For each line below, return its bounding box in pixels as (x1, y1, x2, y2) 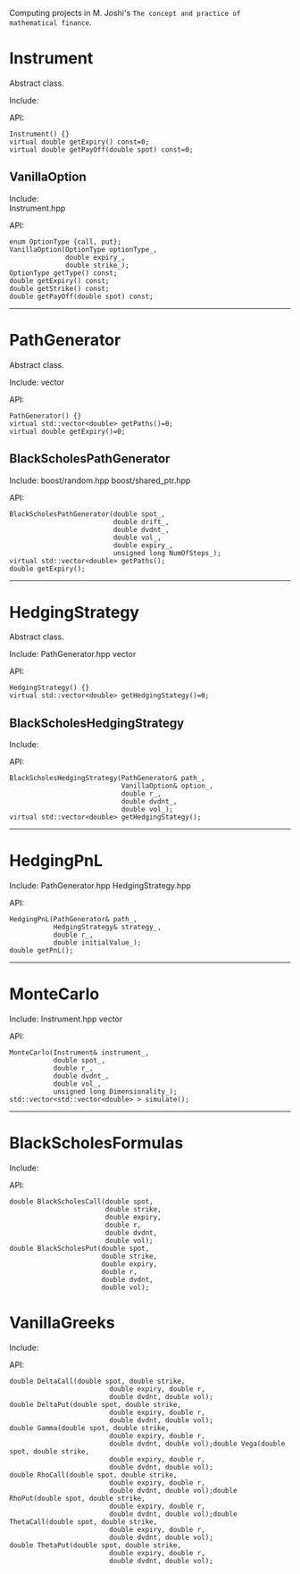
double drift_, (112, 517, 170, 526)
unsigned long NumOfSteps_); (112, 548, 221, 557)
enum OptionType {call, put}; (9, 237, 122, 246)
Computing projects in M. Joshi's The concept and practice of (9, 8, 241, 18)
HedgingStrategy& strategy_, (53, 923, 162, 932)
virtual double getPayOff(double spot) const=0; (9, 145, 194, 154)
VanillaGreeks (9, 1312, 115, 1333)
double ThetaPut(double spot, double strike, (9, 1541, 181, 1550)
